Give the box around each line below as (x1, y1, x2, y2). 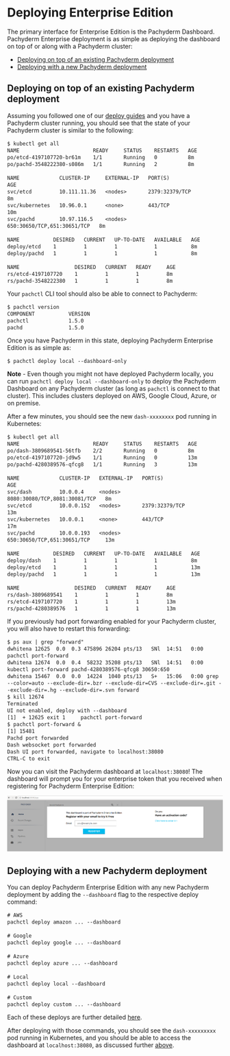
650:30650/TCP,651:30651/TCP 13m (7, 537, 115, 543)
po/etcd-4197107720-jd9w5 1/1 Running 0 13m (7, 454, 197, 461)
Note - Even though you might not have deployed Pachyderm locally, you (7, 369, 214, 378)
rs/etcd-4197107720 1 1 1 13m (7, 598, 176, 605)
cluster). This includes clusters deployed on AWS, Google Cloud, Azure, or (7, 391, 217, 399)
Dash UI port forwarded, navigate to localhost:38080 (7, 748, 164, 755)
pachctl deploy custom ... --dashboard (7, 1001, 121, 1008)
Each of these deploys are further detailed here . (7, 1013, 142, 1022)
